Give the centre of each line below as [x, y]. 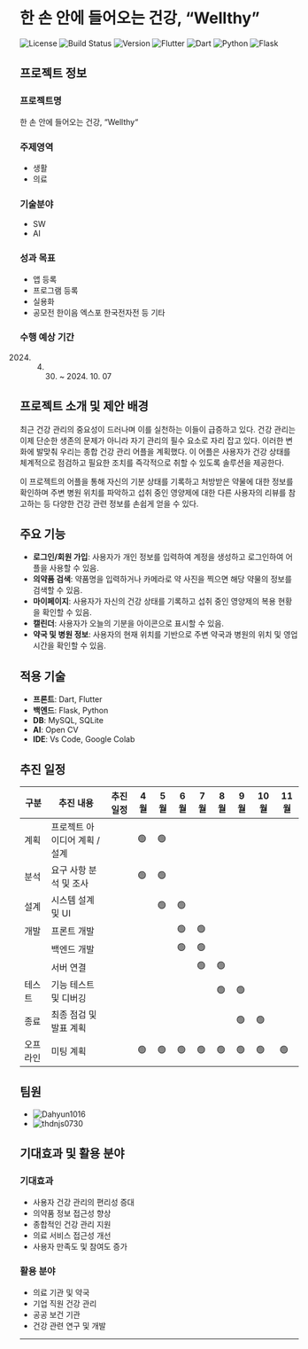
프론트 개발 [73, 931]
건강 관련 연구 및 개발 [69, 1325]
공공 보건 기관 [56, 1314]
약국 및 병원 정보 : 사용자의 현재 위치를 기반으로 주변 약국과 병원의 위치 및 [157, 635]
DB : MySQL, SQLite [68, 721]
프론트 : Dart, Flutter [67, 699]
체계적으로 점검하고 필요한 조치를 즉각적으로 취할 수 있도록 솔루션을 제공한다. [152, 463]
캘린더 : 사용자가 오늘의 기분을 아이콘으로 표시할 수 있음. [128, 624]
